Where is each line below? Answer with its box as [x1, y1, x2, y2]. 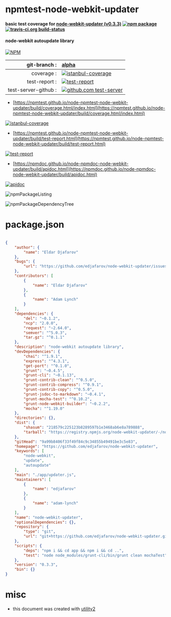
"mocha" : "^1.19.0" [23, 406, 65, 411]
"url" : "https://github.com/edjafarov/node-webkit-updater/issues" [23, 264, 169, 269]
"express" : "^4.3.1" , [23, 358, 70, 364]
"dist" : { [14, 420, 36, 425]
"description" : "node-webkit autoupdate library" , [14, 344, 124, 350]
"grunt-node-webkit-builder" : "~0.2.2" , [23, 401, 110, 406]
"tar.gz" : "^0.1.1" [23, 335, 65, 340]
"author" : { [14, 245, 40, 250]
